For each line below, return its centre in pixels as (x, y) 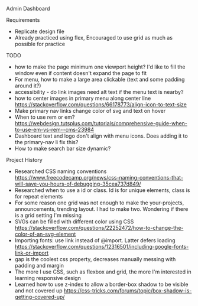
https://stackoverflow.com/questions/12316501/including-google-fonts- (102, 247)
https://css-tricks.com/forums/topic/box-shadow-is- (128, 291)
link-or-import (32, 253)
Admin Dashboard (28, 9)
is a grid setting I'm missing (48, 215)
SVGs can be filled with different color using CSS (74, 222)
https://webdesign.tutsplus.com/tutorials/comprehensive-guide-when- (101, 123)
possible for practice (40, 44)
